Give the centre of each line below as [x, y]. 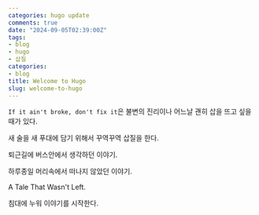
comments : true [33, 23]
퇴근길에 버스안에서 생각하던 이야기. [63, 155]
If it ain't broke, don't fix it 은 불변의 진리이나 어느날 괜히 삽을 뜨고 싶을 [130, 111]
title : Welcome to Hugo [47, 81]
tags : [17, 37]
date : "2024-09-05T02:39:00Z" [58, 30]
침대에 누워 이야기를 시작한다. [54, 203]
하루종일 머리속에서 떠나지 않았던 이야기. [70, 171]
